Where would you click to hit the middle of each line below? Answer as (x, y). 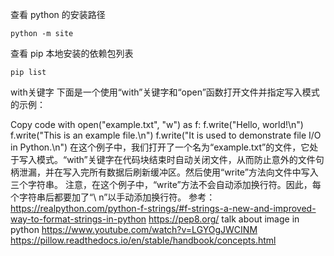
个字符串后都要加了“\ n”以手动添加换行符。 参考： (113, 197)
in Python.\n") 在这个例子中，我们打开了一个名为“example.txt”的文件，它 (160, 147)
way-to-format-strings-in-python (78, 219)
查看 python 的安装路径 (58, 14)
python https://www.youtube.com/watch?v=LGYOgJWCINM (134, 229)
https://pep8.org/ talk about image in (224, 219)
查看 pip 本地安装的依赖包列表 (72, 53)
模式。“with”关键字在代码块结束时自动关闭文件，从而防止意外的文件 (176, 159)
